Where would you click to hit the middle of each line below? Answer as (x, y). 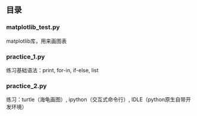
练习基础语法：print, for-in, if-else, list (53, 70)
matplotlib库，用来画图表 (36, 41)
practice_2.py (27, 86)
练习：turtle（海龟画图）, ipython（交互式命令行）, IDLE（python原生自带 (96, 99)
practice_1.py (26, 56)
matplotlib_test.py (33, 27)
